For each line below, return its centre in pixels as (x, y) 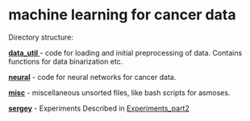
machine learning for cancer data (122, 15)
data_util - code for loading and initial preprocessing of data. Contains (125, 52)
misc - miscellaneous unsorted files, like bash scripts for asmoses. (119, 92)
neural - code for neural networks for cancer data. (92, 77)
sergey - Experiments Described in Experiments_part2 (99, 108)
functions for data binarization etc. (66, 61)
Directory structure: (41, 37)
